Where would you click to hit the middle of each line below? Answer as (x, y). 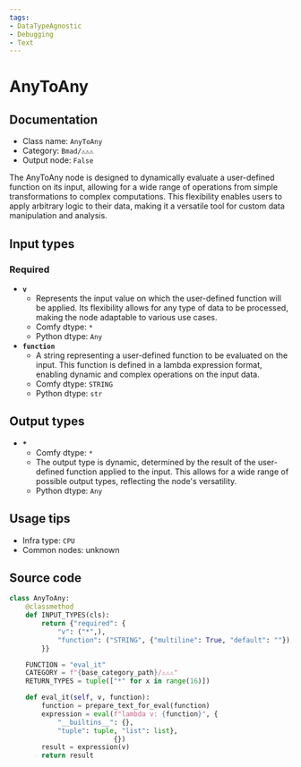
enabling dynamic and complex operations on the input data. (147, 374)
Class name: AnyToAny (62, 141)
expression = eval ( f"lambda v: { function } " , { (130, 714)
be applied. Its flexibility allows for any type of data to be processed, (162, 307)
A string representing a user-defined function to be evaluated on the (162, 355)
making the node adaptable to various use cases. (126, 317)
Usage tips (40, 519)
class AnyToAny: (39, 599)
